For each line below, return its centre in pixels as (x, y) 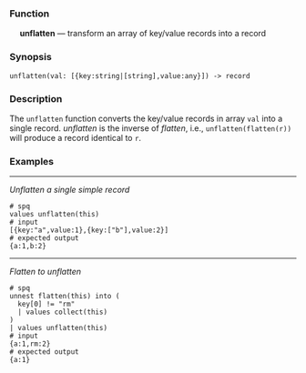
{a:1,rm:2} (30, 344)
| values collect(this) (62, 312)
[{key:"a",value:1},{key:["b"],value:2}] (89, 230)
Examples (32, 161)
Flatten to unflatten (46, 272)
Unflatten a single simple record (70, 190)
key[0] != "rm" (46, 304)
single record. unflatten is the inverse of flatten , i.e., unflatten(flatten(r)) (151, 128)
